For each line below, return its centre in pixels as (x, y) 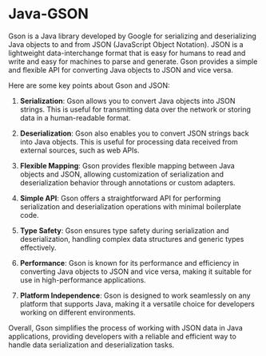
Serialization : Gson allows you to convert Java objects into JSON (127, 101)
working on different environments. (77, 312)
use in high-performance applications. (83, 279)
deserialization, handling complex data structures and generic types (132, 239)
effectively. (38, 247)
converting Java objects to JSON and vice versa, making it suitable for (135, 271)
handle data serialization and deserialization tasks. (91, 345)
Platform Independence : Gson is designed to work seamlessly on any (135, 295)
